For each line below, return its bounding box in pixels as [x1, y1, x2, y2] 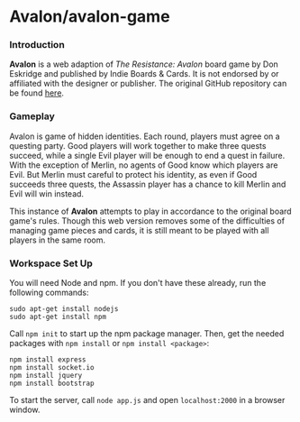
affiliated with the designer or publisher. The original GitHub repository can [9, 78, 287, 89]
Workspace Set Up [9, 257, 93, 270]
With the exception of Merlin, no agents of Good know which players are [9, 160, 278, 170]
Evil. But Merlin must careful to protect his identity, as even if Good [9, 169, 258, 179]
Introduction [9, 39, 65, 51]
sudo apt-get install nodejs [9, 305, 119, 314]
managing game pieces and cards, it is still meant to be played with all [9, 225, 269, 235]
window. [9, 404, 41, 416]
